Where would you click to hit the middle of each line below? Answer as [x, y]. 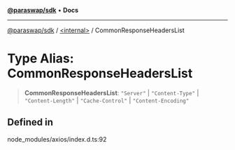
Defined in [30, 122]
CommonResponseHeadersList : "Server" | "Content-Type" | [112, 93]
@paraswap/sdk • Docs [43, 10]
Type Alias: [41, 59]
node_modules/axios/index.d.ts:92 [57, 139]
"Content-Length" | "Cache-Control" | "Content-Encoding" [107, 100]
